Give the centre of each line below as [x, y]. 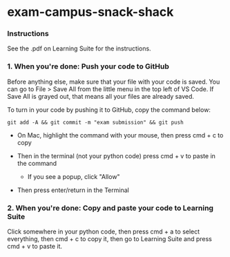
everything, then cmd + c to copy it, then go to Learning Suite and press [109, 239]
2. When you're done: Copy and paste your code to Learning [111, 208]
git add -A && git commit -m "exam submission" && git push [96, 122]
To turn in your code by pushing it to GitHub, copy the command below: [109, 110]
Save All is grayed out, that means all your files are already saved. [101, 96]
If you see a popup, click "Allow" [74, 176]
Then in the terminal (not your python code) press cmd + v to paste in [116, 155]
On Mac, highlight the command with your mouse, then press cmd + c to [120, 135]
